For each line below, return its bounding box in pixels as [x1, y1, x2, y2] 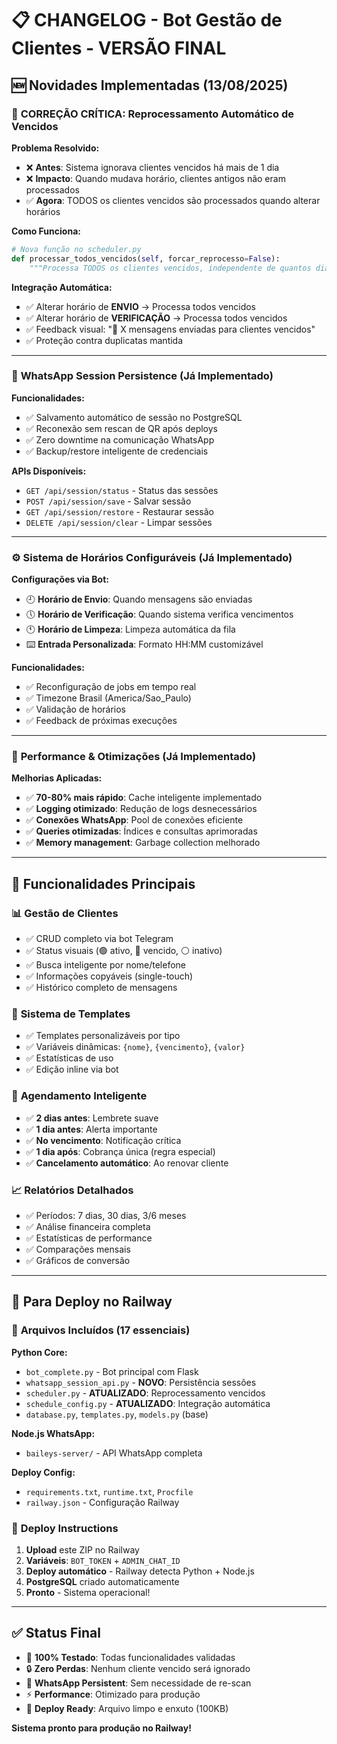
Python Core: [11, 1346, 68, 1358]
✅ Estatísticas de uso [25, 1052, 114, 1064]
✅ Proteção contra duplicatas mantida [25, 334, 184, 346]
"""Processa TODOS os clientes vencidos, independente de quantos [29, 263, 312, 273]
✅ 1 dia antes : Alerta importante [25, 1123, 158, 1135]
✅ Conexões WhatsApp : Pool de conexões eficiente [25, 814, 244, 826]
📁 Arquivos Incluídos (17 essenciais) [11, 1323, 191, 1337]
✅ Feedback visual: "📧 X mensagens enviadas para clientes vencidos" [25, 323, 316, 335]
